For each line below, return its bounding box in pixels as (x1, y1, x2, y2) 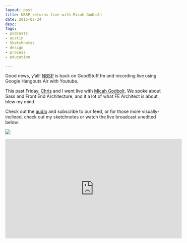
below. (5, 119, 19, 126)
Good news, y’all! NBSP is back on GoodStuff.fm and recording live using (5, 73, 157, 79)
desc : (5, 21, 17, 27)
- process (5, 50, 26, 55)
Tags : (5, 26, 17, 31)
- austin (5, 36, 24, 41)
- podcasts (5, 31, 28, 36)
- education (5, 54, 30, 60)
